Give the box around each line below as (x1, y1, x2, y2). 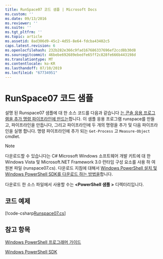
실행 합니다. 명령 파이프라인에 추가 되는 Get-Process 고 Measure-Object (14, 128, 150, 134)
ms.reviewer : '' (5, 20, 38, 26)
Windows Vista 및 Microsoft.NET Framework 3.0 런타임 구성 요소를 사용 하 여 (5, 159, 156, 165)
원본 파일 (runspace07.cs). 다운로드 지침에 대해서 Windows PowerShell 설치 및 (5, 165, 157, 171)
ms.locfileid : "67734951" (5, 70, 57, 75)
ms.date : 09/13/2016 (5, 16, 47, 21)
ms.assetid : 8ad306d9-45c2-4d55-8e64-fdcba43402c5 (5, 39, 110, 44)
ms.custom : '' (5, 12, 34, 17)
